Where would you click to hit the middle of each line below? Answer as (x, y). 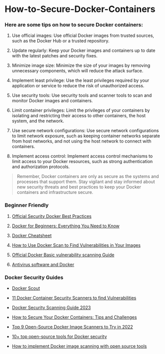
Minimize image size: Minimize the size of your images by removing (81, 65)
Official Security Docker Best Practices (52, 216)
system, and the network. (38, 121)
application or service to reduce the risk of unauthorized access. (78, 86)
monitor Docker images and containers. (52, 101)
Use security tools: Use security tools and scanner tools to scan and (82, 95)
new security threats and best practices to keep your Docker (79, 187)
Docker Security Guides (34, 277)
